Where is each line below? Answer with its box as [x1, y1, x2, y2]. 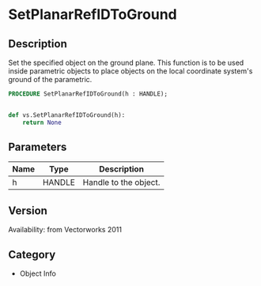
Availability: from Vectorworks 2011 [8, 225, 123, 235]
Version [8, 204, 47, 217]
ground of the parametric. [8, 75, 93, 84]
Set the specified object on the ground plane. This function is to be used [8, 58, 244, 67]
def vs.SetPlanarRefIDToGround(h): [8, 111, 126, 119]
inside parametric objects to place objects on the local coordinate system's [8, 66, 253, 76]
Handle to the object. [82, 177, 161, 188]
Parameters [8, 141, 67, 154]
